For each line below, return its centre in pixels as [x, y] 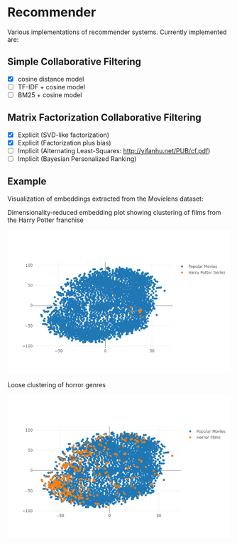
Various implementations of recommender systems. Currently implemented [117, 32]
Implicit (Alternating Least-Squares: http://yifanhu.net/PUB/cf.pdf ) [114, 150]
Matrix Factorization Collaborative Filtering [105, 118]
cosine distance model [51, 79]
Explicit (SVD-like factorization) [64, 135]
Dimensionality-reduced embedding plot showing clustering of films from [114, 212]
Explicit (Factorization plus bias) [64, 143]
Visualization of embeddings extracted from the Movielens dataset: [105, 199]
